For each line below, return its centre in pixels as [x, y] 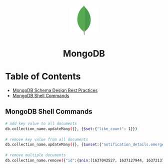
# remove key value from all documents [47, 139]
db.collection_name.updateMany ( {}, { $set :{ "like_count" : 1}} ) [71, 129]
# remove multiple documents [35, 155]
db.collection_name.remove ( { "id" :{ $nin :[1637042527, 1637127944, [74, 160]
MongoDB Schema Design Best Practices [55, 90]
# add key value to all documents [41, 123]
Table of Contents [43, 76]
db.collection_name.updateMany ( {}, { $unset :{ [53, 144]
